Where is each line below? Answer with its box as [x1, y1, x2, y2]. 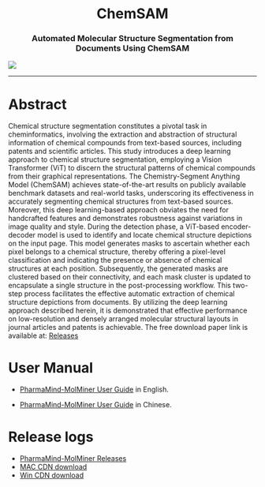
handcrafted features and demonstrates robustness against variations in [8, 214, 243, 223]
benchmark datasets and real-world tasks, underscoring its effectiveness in [8, 189, 254, 198]
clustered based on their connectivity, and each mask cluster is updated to [8, 272, 251, 282]
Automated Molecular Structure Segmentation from [31, 33, 234, 44]
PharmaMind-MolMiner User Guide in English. [19, 384, 170, 395]
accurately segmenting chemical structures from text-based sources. [8, 197, 234, 206]
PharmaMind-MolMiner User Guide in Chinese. [19, 400, 172, 410]
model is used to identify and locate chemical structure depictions [37, 230, 252, 240]
